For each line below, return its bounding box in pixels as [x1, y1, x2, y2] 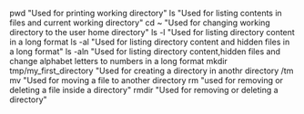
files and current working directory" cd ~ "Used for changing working [9, 17, 270, 28]
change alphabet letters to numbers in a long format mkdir [9, 56, 228, 66]
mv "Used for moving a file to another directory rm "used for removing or [9, 75, 284, 85]
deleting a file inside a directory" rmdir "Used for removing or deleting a [9, 85, 279, 95]
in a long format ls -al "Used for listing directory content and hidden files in [9, 36, 290, 47]
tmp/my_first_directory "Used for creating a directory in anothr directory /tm [9, 65, 294, 76]
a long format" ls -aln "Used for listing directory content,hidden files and [9, 46, 280, 57]
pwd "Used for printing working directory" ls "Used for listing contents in [9, 8, 282, 18]
